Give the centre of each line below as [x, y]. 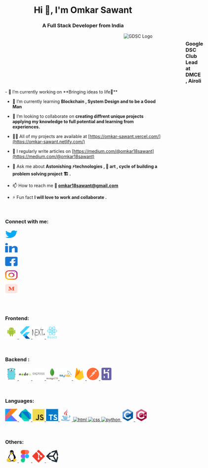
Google [194, 44]
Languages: [20, 401]
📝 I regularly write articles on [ [43, 151]
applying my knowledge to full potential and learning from [73, 121]
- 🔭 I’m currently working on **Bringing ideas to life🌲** [61, 92]
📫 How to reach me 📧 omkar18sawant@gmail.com [65, 186]
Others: [14, 442]
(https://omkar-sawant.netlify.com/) [49, 141]
